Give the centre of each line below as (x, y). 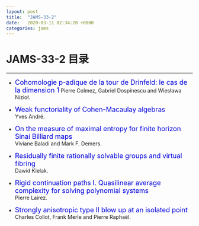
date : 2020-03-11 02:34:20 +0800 (50, 23)
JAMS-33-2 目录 (48, 59)
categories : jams (28, 28)
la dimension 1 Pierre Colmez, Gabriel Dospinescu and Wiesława (98, 90)
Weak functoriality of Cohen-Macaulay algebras (90, 109)
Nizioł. (23, 97)
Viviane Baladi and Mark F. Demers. (58, 144)
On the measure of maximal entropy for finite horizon (98, 129)
